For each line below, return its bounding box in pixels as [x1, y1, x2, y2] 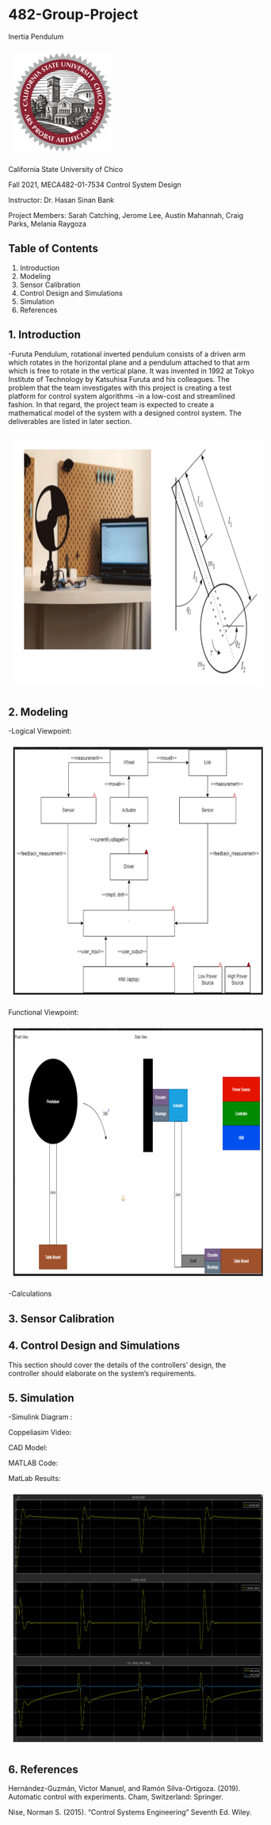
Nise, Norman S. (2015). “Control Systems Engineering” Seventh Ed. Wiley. [8, 1808, 252, 1817]
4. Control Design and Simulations [8, 1339, 181, 1353]
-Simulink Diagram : [8, 1412, 73, 1422]
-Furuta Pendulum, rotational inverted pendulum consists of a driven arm [8, 349, 246, 358]
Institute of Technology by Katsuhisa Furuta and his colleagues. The [8, 374, 230, 384]
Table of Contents [8, 242, 99, 255]
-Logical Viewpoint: [8, 727, 72, 736]
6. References [8, 1762, 79, 1776]
